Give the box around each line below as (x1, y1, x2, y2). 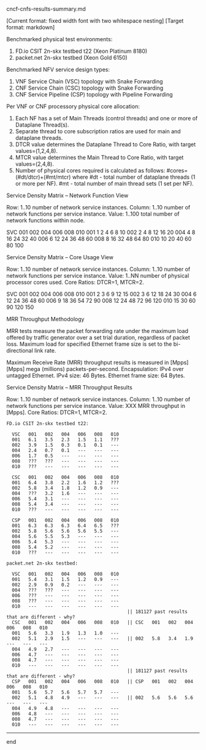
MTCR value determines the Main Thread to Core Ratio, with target (15, 154, 184, 161)
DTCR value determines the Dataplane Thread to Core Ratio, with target (15, 141, 196, 148)
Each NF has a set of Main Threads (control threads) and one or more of (15, 115, 198, 122)
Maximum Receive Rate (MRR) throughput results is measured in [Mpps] (6, 359, 189, 366)
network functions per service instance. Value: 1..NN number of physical (6, 272, 189, 279)
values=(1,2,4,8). (15, 147, 58, 154)
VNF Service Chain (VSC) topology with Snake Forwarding (15, 78, 164, 85)
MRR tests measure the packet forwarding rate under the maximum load (6, 327, 189, 334)
